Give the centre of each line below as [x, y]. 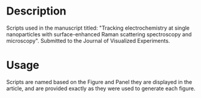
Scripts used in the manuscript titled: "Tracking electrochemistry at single [98, 28]
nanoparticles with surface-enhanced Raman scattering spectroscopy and [99, 34]
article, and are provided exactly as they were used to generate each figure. [101, 88]
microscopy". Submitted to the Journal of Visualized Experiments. [88, 41]
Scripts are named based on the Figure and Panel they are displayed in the [99, 82]
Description [36, 11]
